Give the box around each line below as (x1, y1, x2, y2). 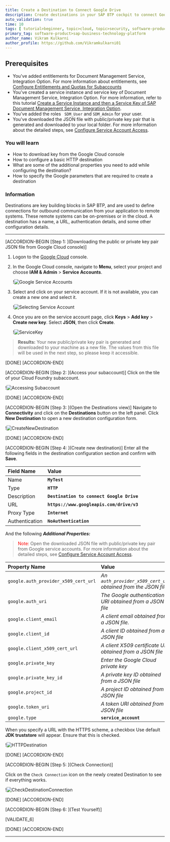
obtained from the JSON (101, 583, 159, 590)
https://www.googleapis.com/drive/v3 (47, 502, 138, 507)
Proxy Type (8, 509, 35, 517)
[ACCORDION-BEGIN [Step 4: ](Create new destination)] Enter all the (5, 445, 149, 451)
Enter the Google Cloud (101, 656, 156, 664)
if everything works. (5, 777, 47, 783)
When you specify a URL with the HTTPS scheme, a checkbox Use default (5, 727, 160, 733)
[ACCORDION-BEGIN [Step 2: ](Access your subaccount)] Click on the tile (5, 370, 160, 376)
